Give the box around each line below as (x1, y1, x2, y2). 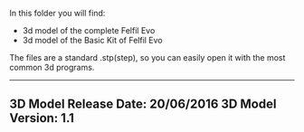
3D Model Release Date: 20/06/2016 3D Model (9, 97, 277, 112)
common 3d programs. (9, 62, 95, 72)
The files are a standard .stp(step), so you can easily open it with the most (9, 52, 286, 62)
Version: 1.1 (9, 110, 75, 126)
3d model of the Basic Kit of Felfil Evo (22, 35, 163, 45)
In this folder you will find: (9, 8, 106, 18)
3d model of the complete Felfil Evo (22, 25, 156, 35)
